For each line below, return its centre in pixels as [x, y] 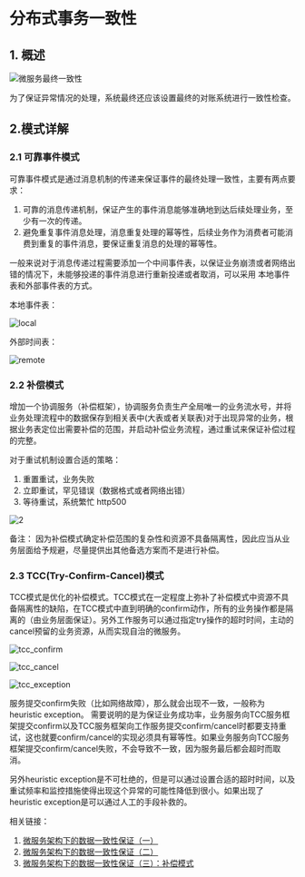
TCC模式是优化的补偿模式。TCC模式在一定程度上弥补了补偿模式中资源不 [145, 597]
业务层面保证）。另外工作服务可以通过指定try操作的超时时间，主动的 [167, 620]
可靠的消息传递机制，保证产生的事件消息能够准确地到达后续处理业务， [154, 209]
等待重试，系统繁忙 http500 [74, 501]
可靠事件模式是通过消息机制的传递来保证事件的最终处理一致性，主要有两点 [148, 179]
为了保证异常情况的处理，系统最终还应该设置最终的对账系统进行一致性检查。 [152, 98]
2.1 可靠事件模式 [44, 157]
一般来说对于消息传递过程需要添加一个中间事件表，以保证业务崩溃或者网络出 [152, 262]
